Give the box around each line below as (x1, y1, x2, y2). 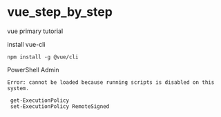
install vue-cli (7, 40, 46, 48)
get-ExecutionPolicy (10, 97, 70, 104)
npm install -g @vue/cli (7, 53, 79, 61)
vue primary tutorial (7, 27, 64, 35)
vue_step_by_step (7, 4, 113, 20)
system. (7, 85, 30, 92)
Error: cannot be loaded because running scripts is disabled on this (7, 78, 215, 86)
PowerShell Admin (7, 65, 59, 74)
